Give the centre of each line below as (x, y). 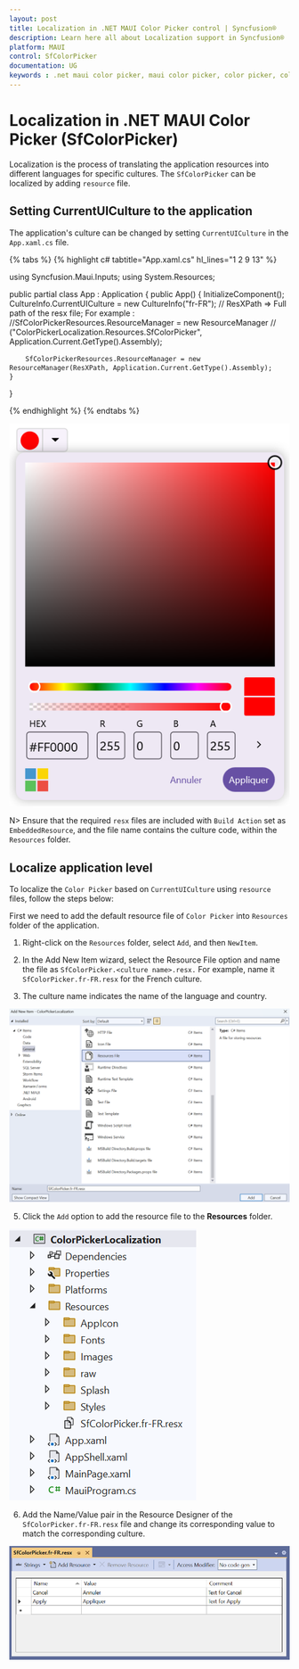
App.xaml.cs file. (39, 242)
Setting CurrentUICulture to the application (131, 211)
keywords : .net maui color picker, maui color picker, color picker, (143, 76)
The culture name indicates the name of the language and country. (144, 996)
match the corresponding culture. (83, 1533)
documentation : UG (43, 66)
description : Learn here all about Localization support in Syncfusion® (147, 37)
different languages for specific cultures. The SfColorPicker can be (133, 173)
